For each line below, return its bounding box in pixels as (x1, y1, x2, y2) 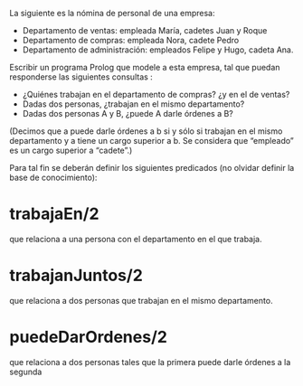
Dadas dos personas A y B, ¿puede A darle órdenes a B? (22, 108, 233, 118)
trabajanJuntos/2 (9, 266, 143, 286)
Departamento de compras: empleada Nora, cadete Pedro (22, 35, 240, 45)
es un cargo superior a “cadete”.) (9, 145, 133, 155)
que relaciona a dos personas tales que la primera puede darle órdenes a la (9, 356, 291, 367)
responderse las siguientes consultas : (9, 71, 154, 82)
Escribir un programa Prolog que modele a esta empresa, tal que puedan (9, 62, 280, 72)
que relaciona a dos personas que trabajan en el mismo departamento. (9, 295, 273, 306)
